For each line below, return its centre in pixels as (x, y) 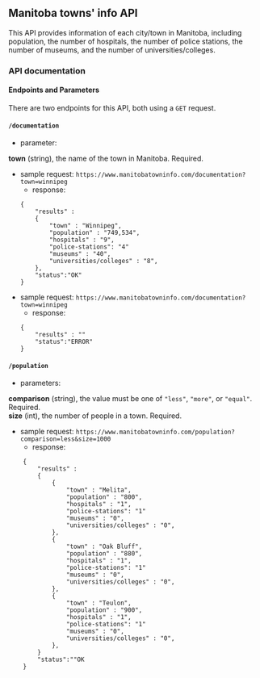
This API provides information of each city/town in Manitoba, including (125, 32)
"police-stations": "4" (89, 247)
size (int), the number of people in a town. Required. (95, 416)
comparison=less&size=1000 (65, 439)
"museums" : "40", (80, 254)
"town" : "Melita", (99, 490)
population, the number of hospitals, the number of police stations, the (126, 41)
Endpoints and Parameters (54, 90)
